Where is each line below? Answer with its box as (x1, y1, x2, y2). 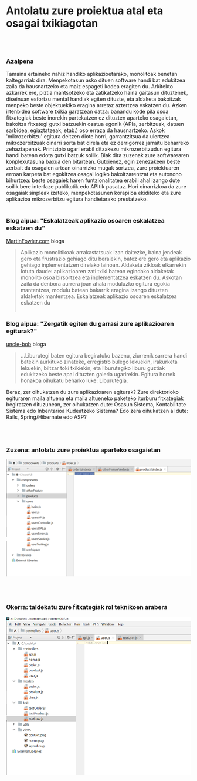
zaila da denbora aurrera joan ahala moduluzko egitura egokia (20, 280, 171, 287)
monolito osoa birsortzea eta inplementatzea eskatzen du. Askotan (20, 274, 182, 281)
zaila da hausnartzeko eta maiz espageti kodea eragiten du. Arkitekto (6, 83, 174, 90)
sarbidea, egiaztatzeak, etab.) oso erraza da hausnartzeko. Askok (6, 127, 165, 134)
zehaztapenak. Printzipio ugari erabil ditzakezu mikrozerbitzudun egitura (6, 145, 182, 153)
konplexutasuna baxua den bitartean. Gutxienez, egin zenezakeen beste (6, 158, 181, 166)
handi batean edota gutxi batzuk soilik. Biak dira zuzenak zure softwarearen (6, 152, 189, 159)
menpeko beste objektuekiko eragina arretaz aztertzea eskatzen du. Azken (6, 102, 188, 109)
